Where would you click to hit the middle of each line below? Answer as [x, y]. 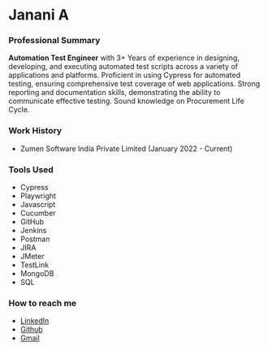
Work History [35, 131]
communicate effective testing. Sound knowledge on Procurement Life [127, 101]
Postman [35, 239]
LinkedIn [35, 321]
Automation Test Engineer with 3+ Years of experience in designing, [124, 58]
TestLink [35, 265]
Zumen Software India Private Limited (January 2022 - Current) [126, 149]
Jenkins [33, 231]
